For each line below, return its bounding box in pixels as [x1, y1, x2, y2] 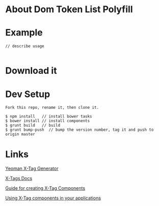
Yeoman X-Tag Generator [5, 165, 59, 171]
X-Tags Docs [5, 175, 33, 182]
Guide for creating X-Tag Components [5, 185, 86, 191]
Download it [5, 65, 57, 77]
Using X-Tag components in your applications [5, 195, 101, 201]
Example [5, 27, 43, 39]
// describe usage [5, 44, 44, 49]
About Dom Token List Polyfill [5, 4, 133, 15]
